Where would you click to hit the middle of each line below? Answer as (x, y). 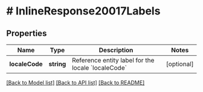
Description (116, 50)
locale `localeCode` (99, 68)
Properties (27, 33)
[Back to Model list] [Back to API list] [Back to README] (76, 83)
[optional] (180, 64)
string (57, 64)
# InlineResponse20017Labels (83, 11)
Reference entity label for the (113, 60)
